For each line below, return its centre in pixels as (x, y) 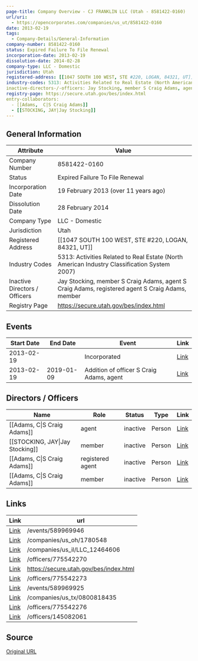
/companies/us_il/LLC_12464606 (74, 550)
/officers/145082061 (57, 616)
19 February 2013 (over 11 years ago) (111, 191)
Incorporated (103, 357)
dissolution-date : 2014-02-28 (43, 61)
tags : (13, 34)
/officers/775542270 (57, 559)
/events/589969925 (55, 588)
